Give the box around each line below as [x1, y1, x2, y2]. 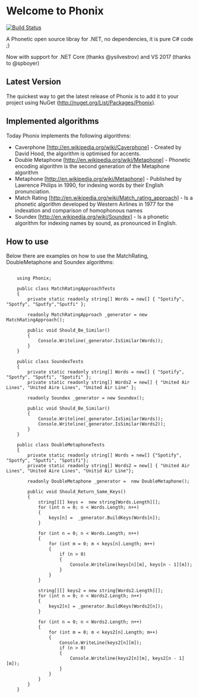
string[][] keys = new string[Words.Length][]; [37, 499, 161, 505]
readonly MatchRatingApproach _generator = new [27, 312, 147, 318]
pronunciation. [14, 187, 50, 195]
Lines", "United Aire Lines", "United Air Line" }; [6, 385, 137, 391]
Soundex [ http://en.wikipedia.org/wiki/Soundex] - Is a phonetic [14, 213, 169, 220]
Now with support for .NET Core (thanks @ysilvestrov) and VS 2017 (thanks [6, 53, 191, 60]
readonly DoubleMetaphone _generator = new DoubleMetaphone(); [27, 478, 190, 484]
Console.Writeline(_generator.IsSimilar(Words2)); [37, 421, 166, 427]
